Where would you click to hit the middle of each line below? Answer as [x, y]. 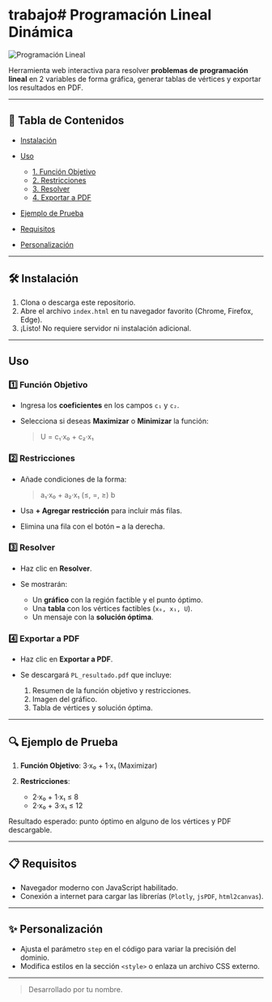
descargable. [30, 829]
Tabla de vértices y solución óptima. [92, 708]
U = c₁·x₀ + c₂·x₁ [67, 437]
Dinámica [41, 32]
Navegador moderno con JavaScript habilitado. [99, 887]
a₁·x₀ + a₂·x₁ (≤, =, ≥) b [78, 495]
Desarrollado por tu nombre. [75, 989]
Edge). [31, 319]
